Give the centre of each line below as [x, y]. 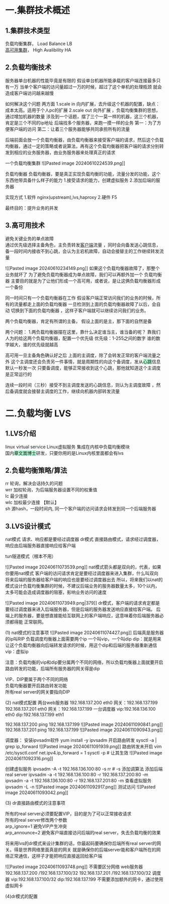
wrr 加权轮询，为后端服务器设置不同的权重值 [51, 490]
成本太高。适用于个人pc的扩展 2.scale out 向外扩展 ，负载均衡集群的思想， [83, 110]
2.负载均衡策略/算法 [36, 471]
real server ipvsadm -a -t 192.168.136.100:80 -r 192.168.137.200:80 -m [77, 775]
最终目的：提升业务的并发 [32, 208]
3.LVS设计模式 [28, 526]
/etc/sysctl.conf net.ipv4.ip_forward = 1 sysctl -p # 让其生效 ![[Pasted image [84, 753]
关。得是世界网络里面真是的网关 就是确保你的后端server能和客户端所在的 [81, 850]
